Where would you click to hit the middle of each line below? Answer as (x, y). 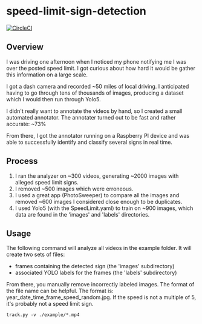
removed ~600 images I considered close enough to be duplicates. (99, 201)
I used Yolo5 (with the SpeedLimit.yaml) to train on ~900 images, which (104, 208)
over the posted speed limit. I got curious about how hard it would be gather (101, 68)
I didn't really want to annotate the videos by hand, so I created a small (94, 111)
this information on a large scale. (47, 75)
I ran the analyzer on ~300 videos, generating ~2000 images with (97, 176)
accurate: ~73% (26, 124)
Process (22, 161)
